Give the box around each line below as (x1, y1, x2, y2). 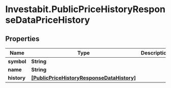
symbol (8, 58, 26, 65)
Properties (5, 34, 40, 43)
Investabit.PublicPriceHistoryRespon (5, 4, 166, 15)
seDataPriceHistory (5, 14, 90, 26)
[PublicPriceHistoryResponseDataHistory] (31, 74, 136, 81)
